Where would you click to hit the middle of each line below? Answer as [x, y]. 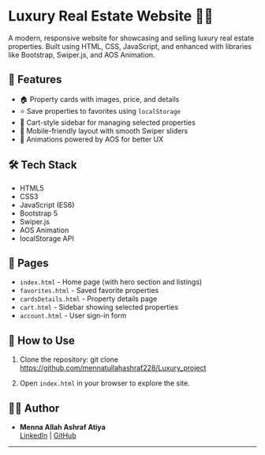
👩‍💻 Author [34, 408]
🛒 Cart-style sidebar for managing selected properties [107, 122]
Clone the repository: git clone [69, 359]
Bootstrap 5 [39, 213]
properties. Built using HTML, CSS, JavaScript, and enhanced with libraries [130, 46]
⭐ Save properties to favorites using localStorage [100, 111]
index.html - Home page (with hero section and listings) [111, 282]
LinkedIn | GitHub [48, 435]
